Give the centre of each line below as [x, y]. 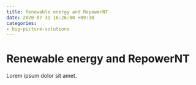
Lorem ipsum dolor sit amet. [42, 76]
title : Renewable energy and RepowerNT [57, 12]
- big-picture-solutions [38, 29]
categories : [21, 23]
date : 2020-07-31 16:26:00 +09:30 [51, 18]
